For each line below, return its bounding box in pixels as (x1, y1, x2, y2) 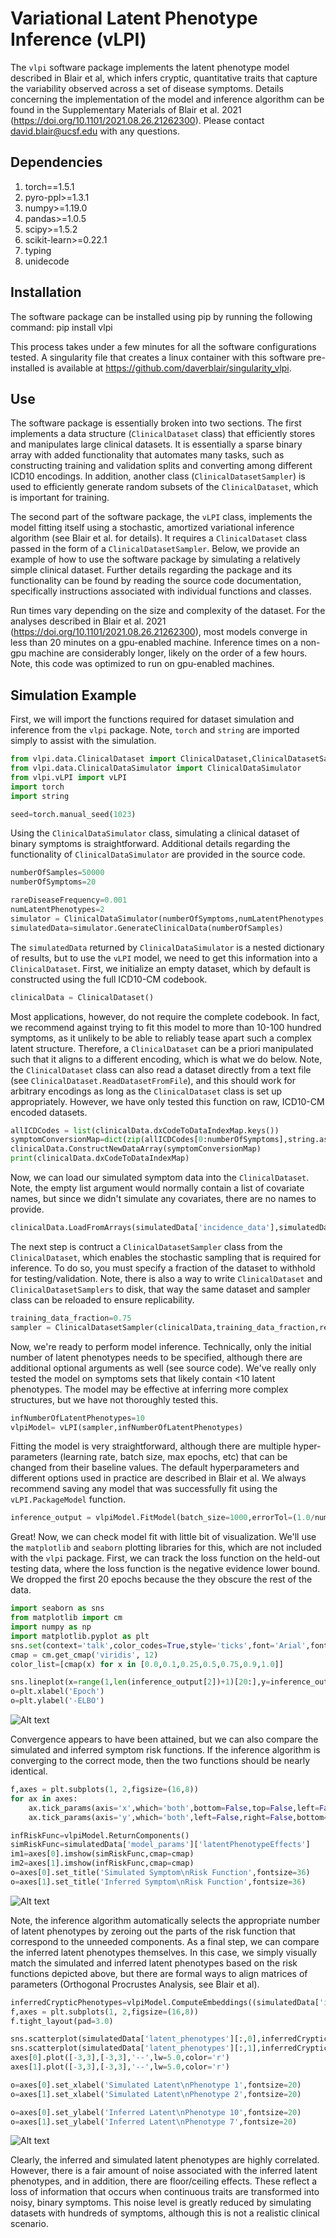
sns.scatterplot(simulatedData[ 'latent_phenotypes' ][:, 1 (10, 2043, 253, 2054)
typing (24, 244, 52, 256)
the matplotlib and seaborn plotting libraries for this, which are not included (10, 1542, 322, 1554)
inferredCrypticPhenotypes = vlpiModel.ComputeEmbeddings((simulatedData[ (10, 1997, 320, 2007)
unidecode (24, 255, 70, 267)
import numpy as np (10, 1622, 92, 1632)
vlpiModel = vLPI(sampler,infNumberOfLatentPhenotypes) (10, 1422, 244, 1432)
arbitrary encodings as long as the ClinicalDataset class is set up (10, 1085, 283, 1097)
